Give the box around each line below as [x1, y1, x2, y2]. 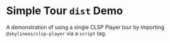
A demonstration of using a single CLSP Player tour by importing [6, 24, 165, 31]
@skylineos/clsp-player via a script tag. [6, 29, 107, 37]
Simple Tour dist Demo [6, 4, 123, 18]
